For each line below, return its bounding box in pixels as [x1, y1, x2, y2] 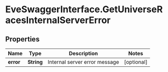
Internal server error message [47, 59, 119, 65]
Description [68, 50, 98, 57]
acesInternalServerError [5, 14, 111, 26]
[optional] [124, 59, 148, 65]
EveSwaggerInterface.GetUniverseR [5, 4, 163, 15]
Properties [5, 35, 40, 43]
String [27, 59, 43, 65]
